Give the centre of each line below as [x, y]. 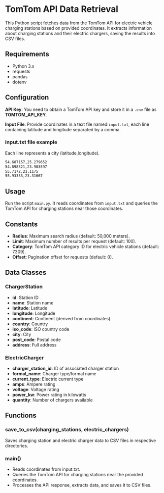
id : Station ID [25, 297]
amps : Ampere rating [34, 384]
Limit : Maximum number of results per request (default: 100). [74, 241]
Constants [21, 224]
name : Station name [33, 302]
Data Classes [26, 272]
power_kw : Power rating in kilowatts [49, 394]
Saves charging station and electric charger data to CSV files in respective [81, 440]
